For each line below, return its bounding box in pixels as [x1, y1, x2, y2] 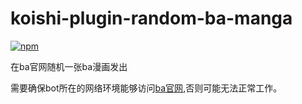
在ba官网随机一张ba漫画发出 [10, 60, 128, 72]
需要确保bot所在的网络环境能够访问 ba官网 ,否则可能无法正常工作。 [10, 82, 283, 94]
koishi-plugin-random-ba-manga [10, 7, 293, 30]
